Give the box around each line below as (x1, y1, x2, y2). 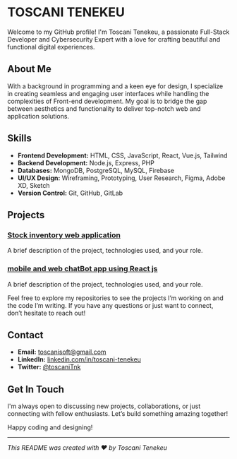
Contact (7, 329, 44, 341)
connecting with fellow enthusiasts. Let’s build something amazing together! (7, 410, 228, 418)
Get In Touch (7, 383, 65, 395)
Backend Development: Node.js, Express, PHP (17, 158, 155, 167)
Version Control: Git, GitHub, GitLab (17, 189, 123, 197)
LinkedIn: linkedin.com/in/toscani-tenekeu (17, 355, 141, 364)
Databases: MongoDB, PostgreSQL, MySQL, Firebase (17, 166, 175, 174)
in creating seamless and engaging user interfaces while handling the (7, 89, 209, 97)
